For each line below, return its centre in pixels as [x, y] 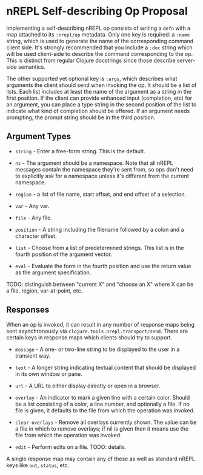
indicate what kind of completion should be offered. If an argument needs [98, 111]
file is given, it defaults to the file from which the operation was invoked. [105, 410]
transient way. [32, 355]
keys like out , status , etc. [38, 465]
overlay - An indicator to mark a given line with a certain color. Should [102, 397]
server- [186, 60]
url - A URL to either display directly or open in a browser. [88, 386]
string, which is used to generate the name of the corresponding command [100, 41]
